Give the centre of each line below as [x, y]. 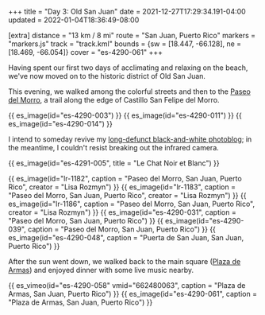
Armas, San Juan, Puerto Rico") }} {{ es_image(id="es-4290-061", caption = [133, 294]
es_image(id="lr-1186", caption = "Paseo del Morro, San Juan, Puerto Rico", [132, 204]
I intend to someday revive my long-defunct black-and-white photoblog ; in [130, 139]
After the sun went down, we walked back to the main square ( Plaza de [125, 261]
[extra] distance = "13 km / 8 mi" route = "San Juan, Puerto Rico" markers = [132, 35]
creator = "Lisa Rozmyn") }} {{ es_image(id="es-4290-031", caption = [122, 212]
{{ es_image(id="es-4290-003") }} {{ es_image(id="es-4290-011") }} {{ [125, 115]
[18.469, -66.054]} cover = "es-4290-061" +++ [85, 52]
